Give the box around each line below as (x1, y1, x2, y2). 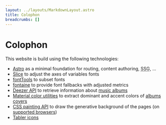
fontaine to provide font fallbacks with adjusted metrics (12, 82, 129, 88)
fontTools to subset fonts (12, 77, 65, 83)
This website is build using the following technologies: (5, 56, 119, 62)
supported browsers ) (12, 109, 58, 115)
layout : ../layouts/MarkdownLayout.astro (5, 7, 95, 13)
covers (12, 98, 27, 105)
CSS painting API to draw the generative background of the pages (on (12, 104, 159, 110)
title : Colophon (5, 12, 40, 17)
